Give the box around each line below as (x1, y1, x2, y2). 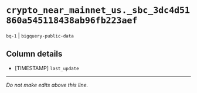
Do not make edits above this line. (6, 81, 89, 88)
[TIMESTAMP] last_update (14, 64, 79, 71)
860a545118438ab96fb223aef (6, 15, 138, 26)
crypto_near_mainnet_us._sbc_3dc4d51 (6, 5, 191, 16)
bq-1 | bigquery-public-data (6, 32, 74, 39)
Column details (6, 49, 63, 59)
